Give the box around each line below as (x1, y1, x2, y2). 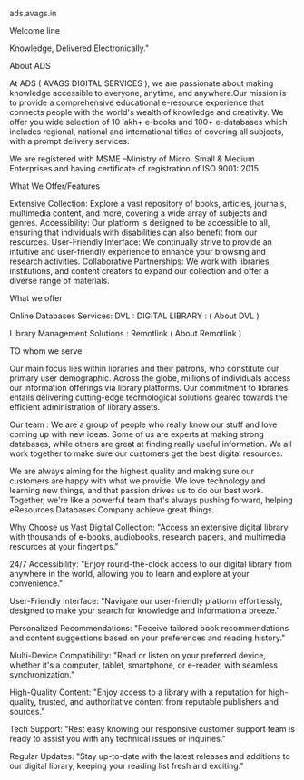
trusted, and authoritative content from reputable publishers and (38, 697, 279, 707)
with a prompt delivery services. (9, 136, 130, 146)
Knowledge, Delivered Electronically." (9, 43, 150, 54)
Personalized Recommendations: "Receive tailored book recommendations (9, 623, 289, 633)
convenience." (9, 578, 64, 589)
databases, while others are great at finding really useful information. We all (9, 439, 292, 449)
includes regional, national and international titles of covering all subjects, (9, 126, 284, 137)
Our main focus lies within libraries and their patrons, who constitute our (9, 363, 279, 374)
